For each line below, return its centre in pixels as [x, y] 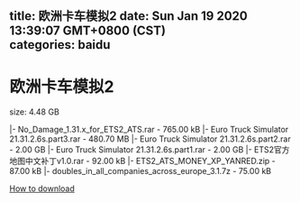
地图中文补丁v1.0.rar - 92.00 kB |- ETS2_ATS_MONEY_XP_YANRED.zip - [143, 161]
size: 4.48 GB [35, 112]
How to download [42, 188]
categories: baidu [60, 45]
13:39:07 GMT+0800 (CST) [88, 31]
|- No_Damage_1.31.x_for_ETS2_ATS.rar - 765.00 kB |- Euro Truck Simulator [149, 130]
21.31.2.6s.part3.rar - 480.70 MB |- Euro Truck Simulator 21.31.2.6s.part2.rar [150, 139]
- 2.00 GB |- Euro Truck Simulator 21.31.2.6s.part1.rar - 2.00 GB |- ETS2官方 [150, 150]
